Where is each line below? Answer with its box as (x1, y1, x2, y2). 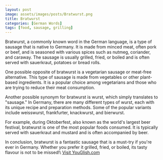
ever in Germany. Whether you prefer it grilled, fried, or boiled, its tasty (5, 144, 147, 150)
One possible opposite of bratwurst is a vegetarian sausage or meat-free (5, 69, 152, 75)
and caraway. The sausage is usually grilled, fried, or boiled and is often (5, 54, 150, 60)
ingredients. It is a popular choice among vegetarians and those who (19, 79, 157, 86)
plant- (140, 74, 152, 80)
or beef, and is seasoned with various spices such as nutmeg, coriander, (5, 49, 151, 55)
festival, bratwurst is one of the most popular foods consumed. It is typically (5, 124, 158, 130)
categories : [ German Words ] (5, 21, 62, 26)
